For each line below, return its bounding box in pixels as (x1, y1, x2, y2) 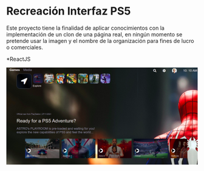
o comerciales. (6, 44, 44, 51)
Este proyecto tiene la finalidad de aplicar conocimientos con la (6, 24, 165, 32)
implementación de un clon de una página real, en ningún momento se (6, 30, 183, 38)
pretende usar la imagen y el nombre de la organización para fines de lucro (6, 37, 194, 44)
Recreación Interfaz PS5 (6, 4, 131, 18)
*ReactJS (6, 55, 31, 62)
